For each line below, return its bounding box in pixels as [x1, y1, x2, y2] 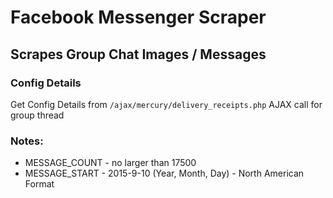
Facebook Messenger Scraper [10, 6, 267, 29]
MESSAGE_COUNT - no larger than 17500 [24, 157, 197, 169]
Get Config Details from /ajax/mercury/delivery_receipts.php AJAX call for [10, 98, 323, 110]
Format [24, 178, 55, 190]
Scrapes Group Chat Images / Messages [10, 46, 267, 63]
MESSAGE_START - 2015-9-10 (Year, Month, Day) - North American [24, 167, 305, 180]
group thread [10, 109, 65, 121]
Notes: [10, 134, 44, 148]
